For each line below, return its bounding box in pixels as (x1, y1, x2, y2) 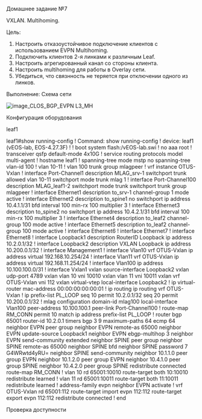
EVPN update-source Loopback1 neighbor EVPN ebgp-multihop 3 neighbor (6, 330, 194, 337)
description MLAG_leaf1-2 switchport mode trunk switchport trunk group (6, 183, 187, 189)
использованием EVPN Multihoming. (14, 47, 109, 54)
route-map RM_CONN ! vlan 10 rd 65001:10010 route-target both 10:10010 (6, 369, 189, 375)
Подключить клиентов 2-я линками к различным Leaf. (14, 53, 156, 60)
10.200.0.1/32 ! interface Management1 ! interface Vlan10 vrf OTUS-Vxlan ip (6, 247, 194, 253)
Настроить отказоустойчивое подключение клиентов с (14, 41, 158, 47)
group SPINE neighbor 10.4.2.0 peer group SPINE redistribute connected (6, 362, 187, 369)
